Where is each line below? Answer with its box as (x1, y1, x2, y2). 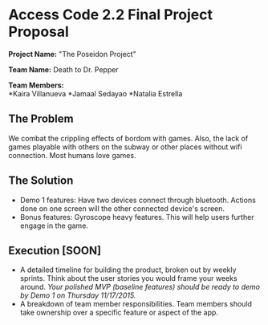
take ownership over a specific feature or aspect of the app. (19, 307, 219, 318)
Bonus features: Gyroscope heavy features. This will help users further (19, 212, 254, 221)
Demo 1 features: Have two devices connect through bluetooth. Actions (19, 195, 257, 205)
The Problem (8, 112, 74, 126)
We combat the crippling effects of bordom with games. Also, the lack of (8, 133, 249, 143)
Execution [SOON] (8, 243, 102, 258)
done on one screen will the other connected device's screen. (19, 203, 225, 213)
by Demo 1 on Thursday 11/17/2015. (19, 290, 136, 300)
